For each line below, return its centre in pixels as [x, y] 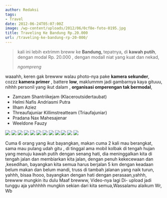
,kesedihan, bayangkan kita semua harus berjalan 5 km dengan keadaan [79, 164]
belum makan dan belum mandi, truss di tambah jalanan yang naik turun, [80, 170]
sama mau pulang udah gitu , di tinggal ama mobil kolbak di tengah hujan [80, 148]
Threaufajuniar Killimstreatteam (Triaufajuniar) [60, 112]
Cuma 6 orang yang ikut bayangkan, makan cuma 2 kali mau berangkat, [79, 143]
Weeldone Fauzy [30, 123]
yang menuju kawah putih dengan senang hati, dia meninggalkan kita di [79, 154]
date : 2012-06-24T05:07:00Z [34, 24]
